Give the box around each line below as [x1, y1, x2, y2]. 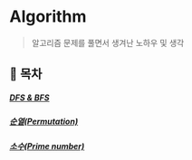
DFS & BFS [9, 92, 50, 103]
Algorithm [9, 6, 87, 27]
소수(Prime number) [9, 140, 85, 151]
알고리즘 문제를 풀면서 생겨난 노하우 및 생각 [31, 37, 185, 48]
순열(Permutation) [9, 116, 79, 127]
